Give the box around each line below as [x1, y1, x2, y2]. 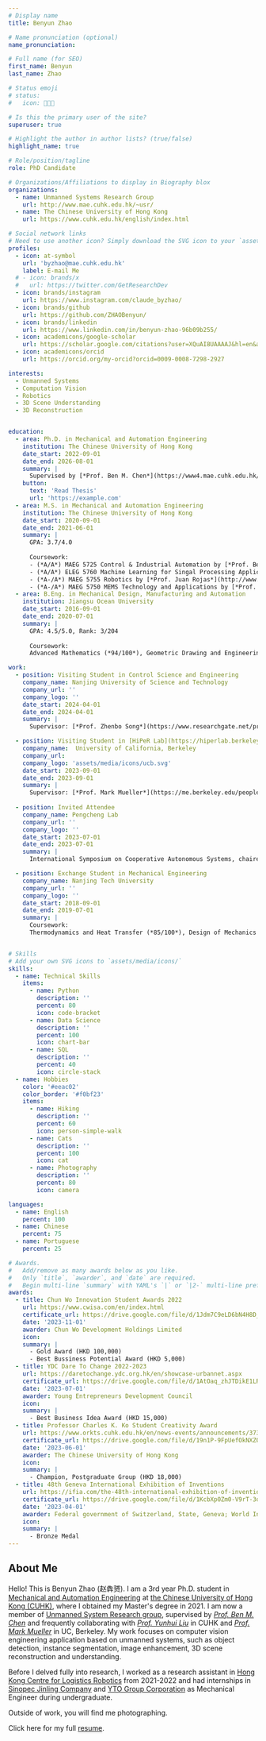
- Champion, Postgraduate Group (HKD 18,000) [28, 1473, 182, 1481]
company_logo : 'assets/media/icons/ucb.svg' [22, 759, 172, 767]
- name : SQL [28, 1046, 69, 1054]
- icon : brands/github [15, 303, 90, 311]
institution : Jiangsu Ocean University [22, 597, 154, 606]
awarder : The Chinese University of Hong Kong [22, 1451, 179, 1459]
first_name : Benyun [8, 63, 73, 71]
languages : [8, 1200, 44, 1208]
